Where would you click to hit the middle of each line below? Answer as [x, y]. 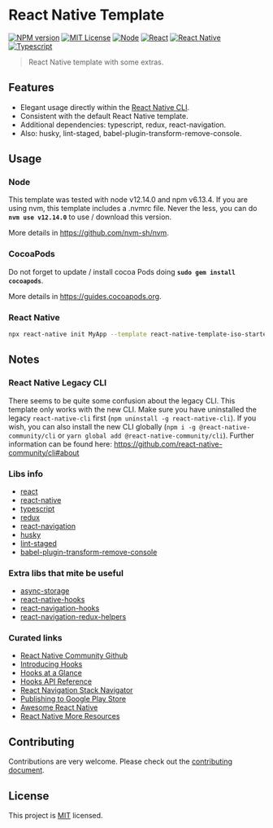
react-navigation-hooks [60, 608]
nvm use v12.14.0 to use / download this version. [90, 217]
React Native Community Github [74, 656]
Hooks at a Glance [51, 673]
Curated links [35, 638]
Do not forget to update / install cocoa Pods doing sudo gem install [122, 271]
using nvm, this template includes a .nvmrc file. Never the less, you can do [133, 209]
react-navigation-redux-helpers [73, 617]
